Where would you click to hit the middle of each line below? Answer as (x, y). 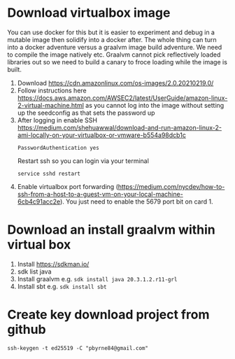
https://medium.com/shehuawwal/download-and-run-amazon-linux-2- (120, 127)
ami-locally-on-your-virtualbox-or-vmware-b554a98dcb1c (102, 135)
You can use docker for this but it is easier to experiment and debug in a (111, 32)
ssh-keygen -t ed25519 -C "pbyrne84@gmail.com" (78, 348)
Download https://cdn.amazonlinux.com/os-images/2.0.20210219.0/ (115, 83)
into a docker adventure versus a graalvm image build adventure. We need (115, 47)
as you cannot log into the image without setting (155, 105)
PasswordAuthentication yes (58, 148)
